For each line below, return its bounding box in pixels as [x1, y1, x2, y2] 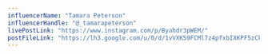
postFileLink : [7, 33, 55, 42]
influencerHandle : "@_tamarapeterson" [7, 19, 137, 27]
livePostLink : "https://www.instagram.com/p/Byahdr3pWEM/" [7, 26, 209, 34]
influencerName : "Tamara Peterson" [7, 11, 126, 20]
